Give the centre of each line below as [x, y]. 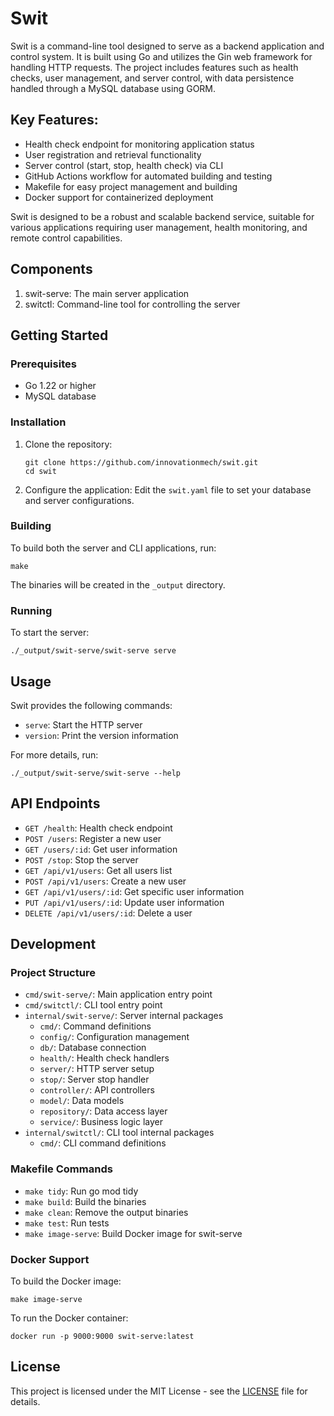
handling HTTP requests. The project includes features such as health [154, 67]
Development [53, 944]
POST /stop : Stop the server [81, 859]
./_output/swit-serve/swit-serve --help [96, 773]
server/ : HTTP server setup [97, 1069]
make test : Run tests [67, 1223]
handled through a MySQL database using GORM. [113, 88]
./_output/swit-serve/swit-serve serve [93, 651]
